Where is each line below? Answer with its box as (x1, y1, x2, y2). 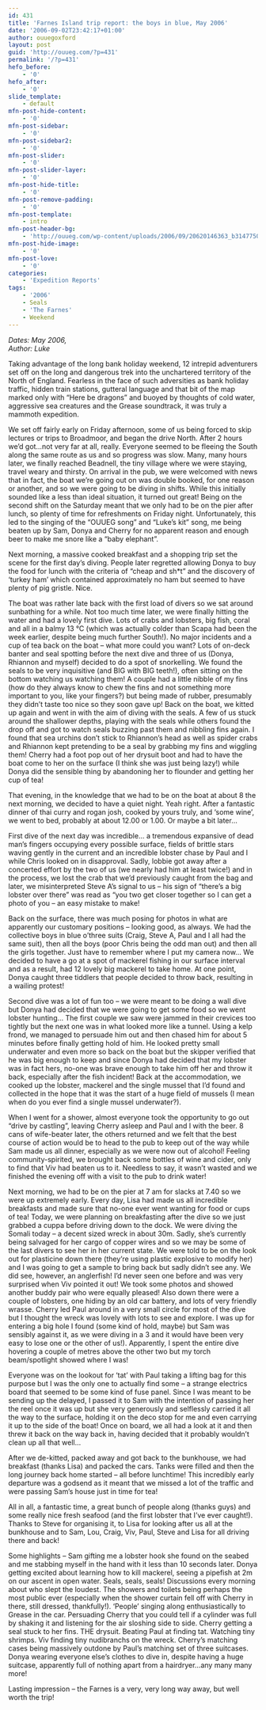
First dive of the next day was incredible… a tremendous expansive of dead (8, 830, 254, 840)
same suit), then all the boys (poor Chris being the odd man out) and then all (8, 939, 257, 948)
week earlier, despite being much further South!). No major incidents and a (8, 632, 252, 641)
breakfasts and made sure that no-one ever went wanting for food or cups (8, 1203, 251, 1213)
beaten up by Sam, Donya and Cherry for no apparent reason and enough (8, 526, 249, 535)
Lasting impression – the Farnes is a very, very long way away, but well (8, 1684, 240, 1693)
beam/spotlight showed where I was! (8, 1355, 129, 1364)
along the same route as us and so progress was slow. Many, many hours (8, 450, 248, 459)
